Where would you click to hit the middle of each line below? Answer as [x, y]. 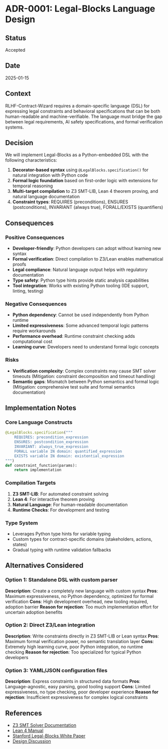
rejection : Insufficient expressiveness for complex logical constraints [76, 697]
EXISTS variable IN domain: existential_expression [69, 456]
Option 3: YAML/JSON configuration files [56, 670]
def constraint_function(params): [41, 465]
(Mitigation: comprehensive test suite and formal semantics [74, 387]
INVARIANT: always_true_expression [51, 447]
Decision [19, 143]
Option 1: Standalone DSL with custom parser [61, 580]
